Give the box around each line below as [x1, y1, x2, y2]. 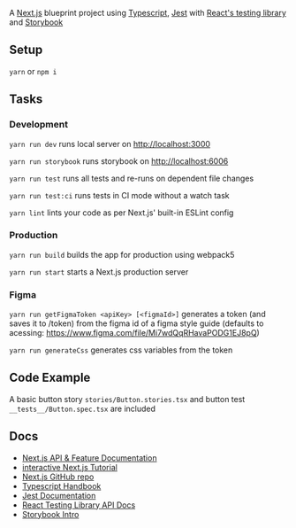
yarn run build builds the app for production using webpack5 [9, 249, 235, 260]
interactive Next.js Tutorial [21, 462, 118, 472]
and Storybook [9, 17, 64, 27]
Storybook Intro [21, 509, 80, 519]
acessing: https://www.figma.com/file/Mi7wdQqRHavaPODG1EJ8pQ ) [9, 328, 261, 338]
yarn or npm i [9, 66, 57, 76]
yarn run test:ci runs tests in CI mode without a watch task [9, 190, 230, 200]
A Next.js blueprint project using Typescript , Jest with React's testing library [9, 8, 287, 18]
